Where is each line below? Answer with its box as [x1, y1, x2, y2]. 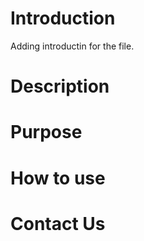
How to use [10, 167, 106, 189]
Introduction [10, 7, 116, 30]
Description [10, 75, 110, 98]
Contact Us [10, 212, 106, 235]
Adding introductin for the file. [10, 40, 135, 52]
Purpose [10, 121, 83, 144]
